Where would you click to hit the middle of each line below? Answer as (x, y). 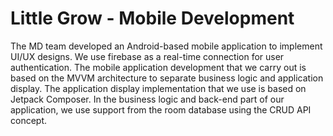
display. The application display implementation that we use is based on (158, 88)
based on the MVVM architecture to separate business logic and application (167, 78)
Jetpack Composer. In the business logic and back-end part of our (147, 99)
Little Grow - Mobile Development (152, 18)
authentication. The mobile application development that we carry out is (158, 67)
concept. (29, 120)
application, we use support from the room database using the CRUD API (161, 109)
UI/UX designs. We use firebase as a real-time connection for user (147, 56)
